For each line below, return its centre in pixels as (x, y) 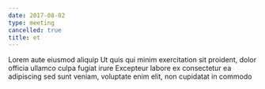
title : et (25, 37)
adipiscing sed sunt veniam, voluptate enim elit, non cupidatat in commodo (130, 76)
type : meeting (32, 23)
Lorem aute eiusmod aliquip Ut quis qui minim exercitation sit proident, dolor (132, 60)
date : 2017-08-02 (37, 15)
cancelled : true (35, 30)
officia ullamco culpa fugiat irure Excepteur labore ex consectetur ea (120, 69)
